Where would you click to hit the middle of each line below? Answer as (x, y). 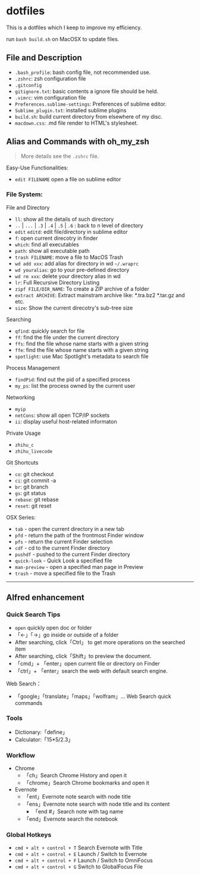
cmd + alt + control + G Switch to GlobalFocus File (79, 867)
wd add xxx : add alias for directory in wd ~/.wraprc (76, 263)
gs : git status (30, 493)
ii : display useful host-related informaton (66, 421)
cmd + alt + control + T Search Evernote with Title (79, 848)
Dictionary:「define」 (41, 732)
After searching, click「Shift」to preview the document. (83, 656)
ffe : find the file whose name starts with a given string (82, 350)
